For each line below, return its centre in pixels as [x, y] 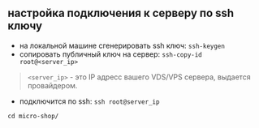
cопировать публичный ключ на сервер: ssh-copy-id [110, 54]
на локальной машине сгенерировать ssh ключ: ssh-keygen [122, 45]
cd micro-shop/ [33, 116]
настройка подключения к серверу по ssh [121, 13]
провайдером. [52, 85]
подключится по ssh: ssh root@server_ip [89, 101]
